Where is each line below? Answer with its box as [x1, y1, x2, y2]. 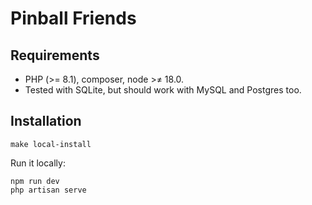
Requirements [10, 47, 100, 64]
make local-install [10, 139, 92, 149]
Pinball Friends [10, 7, 137, 30]
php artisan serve [10, 185, 87, 195]
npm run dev [10, 176, 60, 186]
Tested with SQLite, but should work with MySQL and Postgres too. [24, 84, 302, 96]
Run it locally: [10, 157, 66, 169]
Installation [10, 113, 82, 130]
